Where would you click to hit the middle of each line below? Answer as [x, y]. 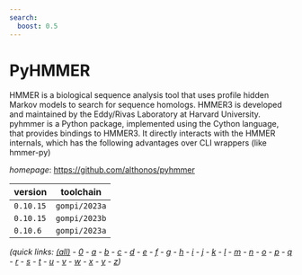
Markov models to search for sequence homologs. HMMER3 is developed [146, 105]
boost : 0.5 [38, 26]
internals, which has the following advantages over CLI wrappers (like [138, 143]
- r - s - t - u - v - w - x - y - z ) [65, 262]
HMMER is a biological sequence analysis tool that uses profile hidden [139, 95]
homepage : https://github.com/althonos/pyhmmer [102, 170]
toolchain [81, 192]
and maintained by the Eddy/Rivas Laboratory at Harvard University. [135, 114]
